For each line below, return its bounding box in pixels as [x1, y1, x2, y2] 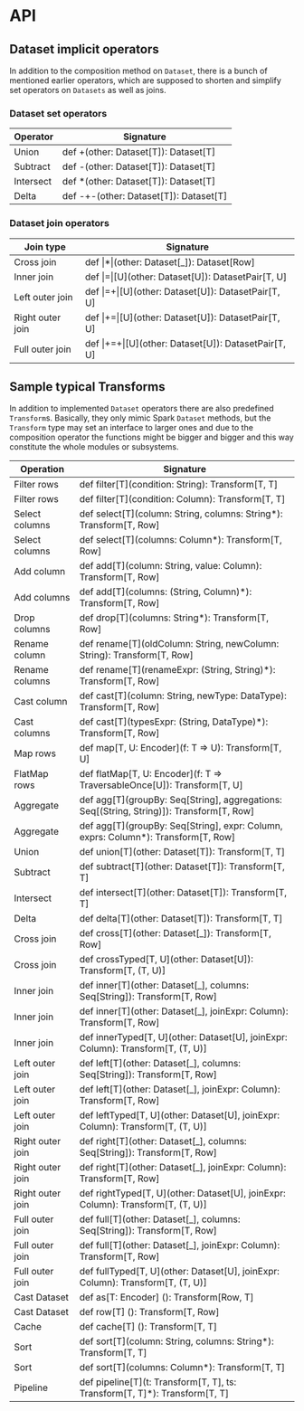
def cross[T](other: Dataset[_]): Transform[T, [79, 927, 271, 940]
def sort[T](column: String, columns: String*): [79, 1335, 274, 1348]
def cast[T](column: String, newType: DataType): [79, 689, 288, 702]
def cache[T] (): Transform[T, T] [79, 1321, 217, 1333]
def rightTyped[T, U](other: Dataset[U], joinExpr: [79, 1187, 287, 1199]
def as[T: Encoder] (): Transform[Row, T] [79, 1291, 254, 1303]
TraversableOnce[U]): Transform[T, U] [79, 779, 243, 791]
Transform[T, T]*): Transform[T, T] [79, 1387, 229, 1400]
